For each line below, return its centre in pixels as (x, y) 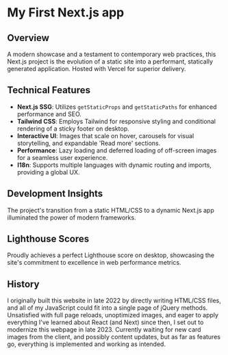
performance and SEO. (49, 114)
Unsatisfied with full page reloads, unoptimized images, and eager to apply (113, 315)
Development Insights (55, 194)
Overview (28, 38)
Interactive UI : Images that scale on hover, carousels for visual (105, 135)
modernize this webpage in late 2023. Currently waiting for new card (104, 330)
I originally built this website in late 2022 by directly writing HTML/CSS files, (114, 301)
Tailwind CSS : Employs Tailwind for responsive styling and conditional (116, 121)
